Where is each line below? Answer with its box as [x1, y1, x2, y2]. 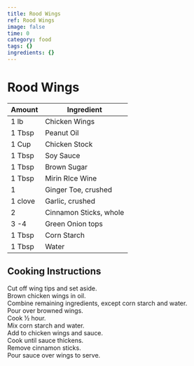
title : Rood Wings [7, 10, 61, 17]
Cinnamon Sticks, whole [45, 207, 125, 217]
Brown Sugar [45, 162, 88, 171]
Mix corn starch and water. [7, 321, 85, 330]
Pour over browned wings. [7, 306, 84, 315]
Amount [11, 104, 39, 114]
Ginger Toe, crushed [45, 185, 113, 195]
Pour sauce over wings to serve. [7, 351, 101, 359]
